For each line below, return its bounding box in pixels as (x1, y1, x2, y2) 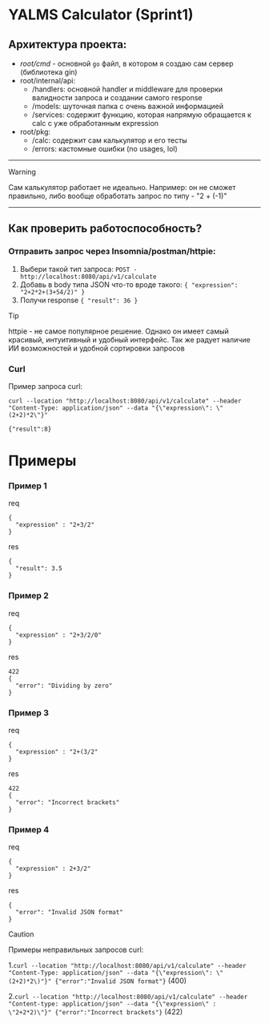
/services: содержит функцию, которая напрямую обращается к (31, 110, 252, 119)
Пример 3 (8, 707, 50, 718)
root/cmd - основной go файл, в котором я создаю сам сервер (19, 59, 234, 68)
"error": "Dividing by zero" (15, 682, 113, 690)
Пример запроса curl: (8, 381, 82, 391)
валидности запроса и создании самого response (31, 93, 203, 102)
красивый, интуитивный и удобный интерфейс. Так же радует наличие (8, 334, 251, 344)
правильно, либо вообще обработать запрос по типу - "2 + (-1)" (8, 191, 227, 200)
